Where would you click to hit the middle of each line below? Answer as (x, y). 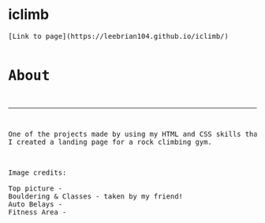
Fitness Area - (37, 212)
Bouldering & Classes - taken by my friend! (96, 196)
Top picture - (35, 188)
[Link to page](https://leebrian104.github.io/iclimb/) (118, 36)
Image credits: (37, 172)
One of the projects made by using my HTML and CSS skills (125, 134)
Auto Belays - (35, 204)
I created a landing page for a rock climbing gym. (110, 142)
